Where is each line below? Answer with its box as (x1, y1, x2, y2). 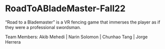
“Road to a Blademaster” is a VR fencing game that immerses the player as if (5, 19, 161, 25)
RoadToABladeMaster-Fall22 (5, 3, 126, 14)
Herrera (5, 39, 21, 45)
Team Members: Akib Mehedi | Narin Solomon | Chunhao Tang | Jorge (5, 34, 148, 40)
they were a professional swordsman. (5, 24, 81, 30)
